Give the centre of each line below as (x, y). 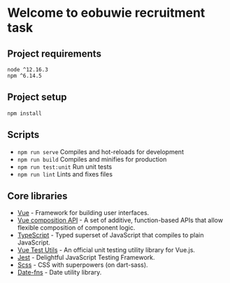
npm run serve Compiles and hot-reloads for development (100, 151)
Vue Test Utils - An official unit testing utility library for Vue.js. (106, 250)
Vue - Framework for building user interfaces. (83, 213)
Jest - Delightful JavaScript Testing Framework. (86, 258)
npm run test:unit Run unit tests (65, 167)
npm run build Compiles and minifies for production (92, 159)
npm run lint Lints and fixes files (65, 174)
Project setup (37, 97)
